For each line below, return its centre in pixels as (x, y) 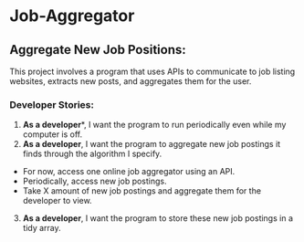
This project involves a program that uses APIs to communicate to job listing (152, 71)
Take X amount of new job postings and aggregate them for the (142, 191)
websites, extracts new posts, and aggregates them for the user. (131, 81)
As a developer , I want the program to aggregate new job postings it (152, 144)
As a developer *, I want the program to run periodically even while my (154, 125)
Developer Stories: (52, 104)
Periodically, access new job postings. (94, 181)
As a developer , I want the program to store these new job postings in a (158, 218)
